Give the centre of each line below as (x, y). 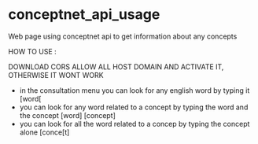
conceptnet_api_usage (84, 15)
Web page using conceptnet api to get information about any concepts (123, 36)
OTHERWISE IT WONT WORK (56, 75)
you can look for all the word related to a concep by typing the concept (135, 124)
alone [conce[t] (44, 132)
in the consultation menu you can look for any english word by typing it (135, 90)
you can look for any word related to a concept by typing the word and (134, 107)
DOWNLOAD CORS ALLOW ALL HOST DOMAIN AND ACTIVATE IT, (116, 66)
